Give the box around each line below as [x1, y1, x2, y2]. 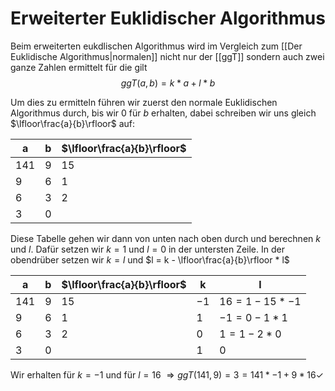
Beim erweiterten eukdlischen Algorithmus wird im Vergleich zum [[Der [10, 40, 303, 52]
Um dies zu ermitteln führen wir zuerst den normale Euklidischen [10, 96, 278, 108]
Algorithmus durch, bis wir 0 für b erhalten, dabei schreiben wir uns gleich [10, 107, 317, 119]
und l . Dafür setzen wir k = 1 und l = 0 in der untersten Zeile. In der [10, 243, 285, 255]
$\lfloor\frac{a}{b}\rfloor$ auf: [10, 117, 135, 129]
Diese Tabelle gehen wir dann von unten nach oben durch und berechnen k [10, 232, 321, 244]
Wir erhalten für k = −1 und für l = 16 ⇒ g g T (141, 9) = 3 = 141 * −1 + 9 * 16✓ [10, 368, 324, 381]
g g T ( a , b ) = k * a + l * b [120, 77, 216, 89]
